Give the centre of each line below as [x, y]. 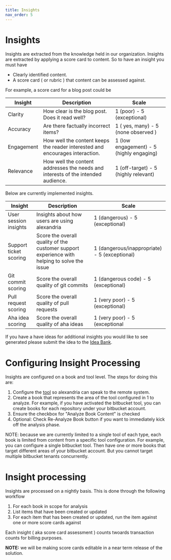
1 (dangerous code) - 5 [122, 279]
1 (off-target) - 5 [136, 168]
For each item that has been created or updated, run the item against [85, 517]
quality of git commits [62, 285]
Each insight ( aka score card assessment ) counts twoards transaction [80, 532]
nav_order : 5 [19, 15]
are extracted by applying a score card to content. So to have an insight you [85, 60]
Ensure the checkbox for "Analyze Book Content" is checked [76, 414]
